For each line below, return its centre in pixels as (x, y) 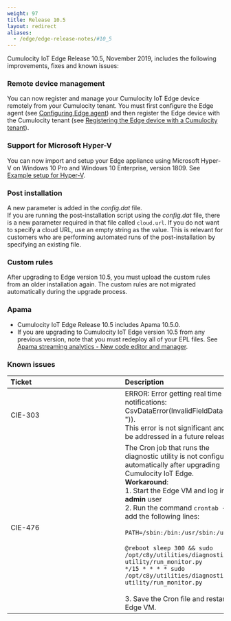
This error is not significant (168, 428)
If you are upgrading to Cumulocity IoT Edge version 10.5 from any (111, 332)
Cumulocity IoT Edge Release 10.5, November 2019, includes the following (112, 58)
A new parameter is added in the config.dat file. (75, 208)
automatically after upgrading (172, 464)
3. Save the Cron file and (165, 598)
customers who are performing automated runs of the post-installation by (111, 237)
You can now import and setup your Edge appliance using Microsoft (103, 160)
